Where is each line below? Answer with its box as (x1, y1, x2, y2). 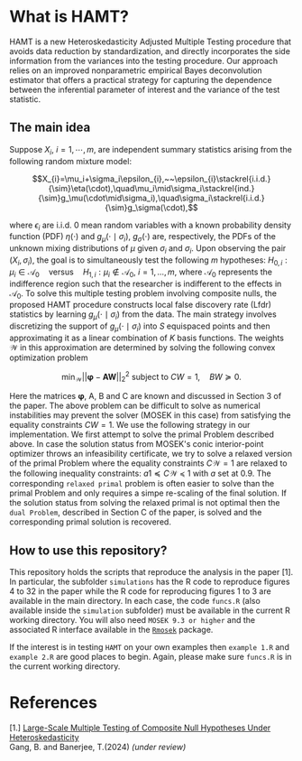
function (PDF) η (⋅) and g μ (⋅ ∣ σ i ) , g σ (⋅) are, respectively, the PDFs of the (9, 231, 277, 245)
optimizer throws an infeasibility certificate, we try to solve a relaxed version (9, 449, 293, 459)
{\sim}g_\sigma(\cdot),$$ (105, 201, 198, 213)
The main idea (9, 120, 91, 135)
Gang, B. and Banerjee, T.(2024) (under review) (9, 742, 187, 753)
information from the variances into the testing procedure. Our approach (9, 55, 279, 66)
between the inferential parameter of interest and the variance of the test (9, 84, 280, 95)
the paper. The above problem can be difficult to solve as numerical (9, 400, 261, 412)
